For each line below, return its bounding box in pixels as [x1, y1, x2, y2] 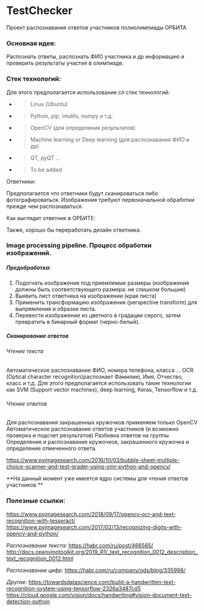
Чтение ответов [6, 400, 47, 407]
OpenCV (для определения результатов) [30, 124, 135, 131]
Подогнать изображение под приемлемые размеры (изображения [15, 279, 189, 287]
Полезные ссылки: [6, 496, 66, 505]
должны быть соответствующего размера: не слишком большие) [15, 286, 186, 293]
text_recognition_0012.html [6, 554, 74, 562]
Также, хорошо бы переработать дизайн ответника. [6, 226, 141, 234]
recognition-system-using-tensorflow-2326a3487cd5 [6, 585, 141, 592]
